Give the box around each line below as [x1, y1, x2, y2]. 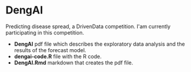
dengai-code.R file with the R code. [14, 53, 102, 60]
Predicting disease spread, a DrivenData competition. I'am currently [5, 23, 171, 30]
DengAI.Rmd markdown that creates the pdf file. [14, 59, 134, 66]
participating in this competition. [5, 29, 84, 36]
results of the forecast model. [14, 46, 86, 53]
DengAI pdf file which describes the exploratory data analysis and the [14, 40, 185, 47]
